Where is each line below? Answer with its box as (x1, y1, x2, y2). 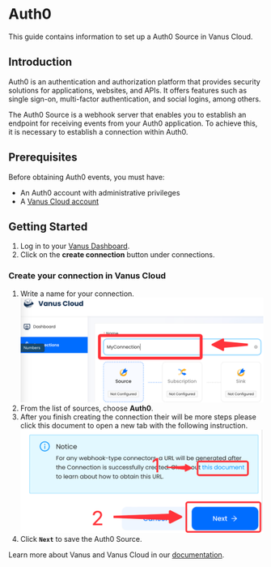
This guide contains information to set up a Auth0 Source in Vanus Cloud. (8, 32, 253, 41)
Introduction (8, 55, 73, 69)
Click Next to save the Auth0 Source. (19, 534, 142, 543)
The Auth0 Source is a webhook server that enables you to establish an (8, 110, 247, 119)
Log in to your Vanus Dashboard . (19, 241, 130, 251)
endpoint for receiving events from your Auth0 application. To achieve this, (8, 118, 258, 128)
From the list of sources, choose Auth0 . (19, 403, 154, 413)
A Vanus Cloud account (19, 196, 100, 206)
